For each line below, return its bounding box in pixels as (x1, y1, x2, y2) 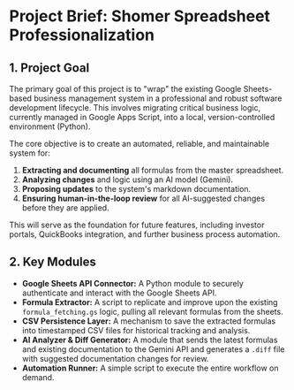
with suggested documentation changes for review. (21, 353, 209, 363)
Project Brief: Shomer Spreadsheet (9, 6, 271, 27)
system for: (9, 148, 50, 158)
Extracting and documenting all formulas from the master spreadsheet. (21, 165, 284, 175)
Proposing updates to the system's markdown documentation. (21, 184, 252, 194)
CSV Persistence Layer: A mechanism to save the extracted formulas (21, 316, 276, 326)
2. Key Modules (9, 255, 97, 270)
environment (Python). (9, 121, 91, 132)
